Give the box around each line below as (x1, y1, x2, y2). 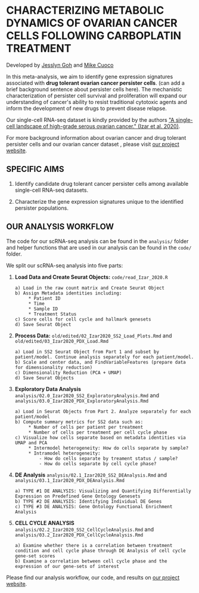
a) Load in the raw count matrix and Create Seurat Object (14, 285, 165, 291)
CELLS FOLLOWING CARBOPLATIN (6, 29, 182, 42)
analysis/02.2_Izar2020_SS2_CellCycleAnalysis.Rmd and (14, 526, 154, 533)
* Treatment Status (28, 311, 77, 317)
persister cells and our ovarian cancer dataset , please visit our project (6, 140, 180, 148)
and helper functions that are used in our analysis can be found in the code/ (6, 244, 192, 251)
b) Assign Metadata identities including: (14, 290, 122, 296)
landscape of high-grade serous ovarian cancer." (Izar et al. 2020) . (15, 122, 181, 130)
